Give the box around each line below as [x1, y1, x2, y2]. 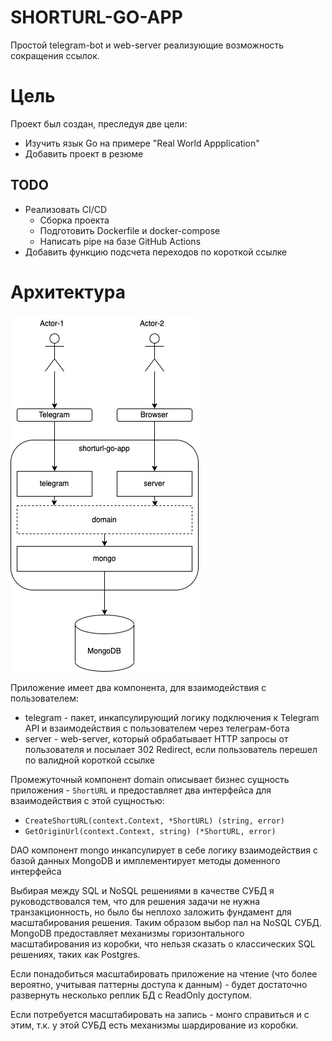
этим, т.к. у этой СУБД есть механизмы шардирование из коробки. [10, 1019, 299, 1031]
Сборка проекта [39, 214, 110, 226]
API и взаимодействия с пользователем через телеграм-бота [24, 722, 290, 734]
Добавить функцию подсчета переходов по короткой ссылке [24, 246, 288, 258]
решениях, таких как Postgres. [10, 948, 141, 960]
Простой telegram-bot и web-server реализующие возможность [10, 39, 285, 51]
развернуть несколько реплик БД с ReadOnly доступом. [10, 989, 253, 1001]
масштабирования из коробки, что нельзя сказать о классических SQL [10, 937, 316, 950]
